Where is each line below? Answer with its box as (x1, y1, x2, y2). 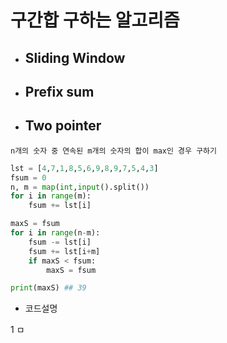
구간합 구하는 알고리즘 (10, 9, 180, 32)
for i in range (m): (10, 191, 92, 201)
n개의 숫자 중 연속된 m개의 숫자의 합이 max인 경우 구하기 (10, 146, 217, 156)
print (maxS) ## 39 (10, 283, 87, 293)
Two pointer (24, 117, 102, 135)
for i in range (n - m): (10, 228, 101, 238)
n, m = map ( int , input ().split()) (10, 182, 150, 192)
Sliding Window (24, 49, 126, 66)
